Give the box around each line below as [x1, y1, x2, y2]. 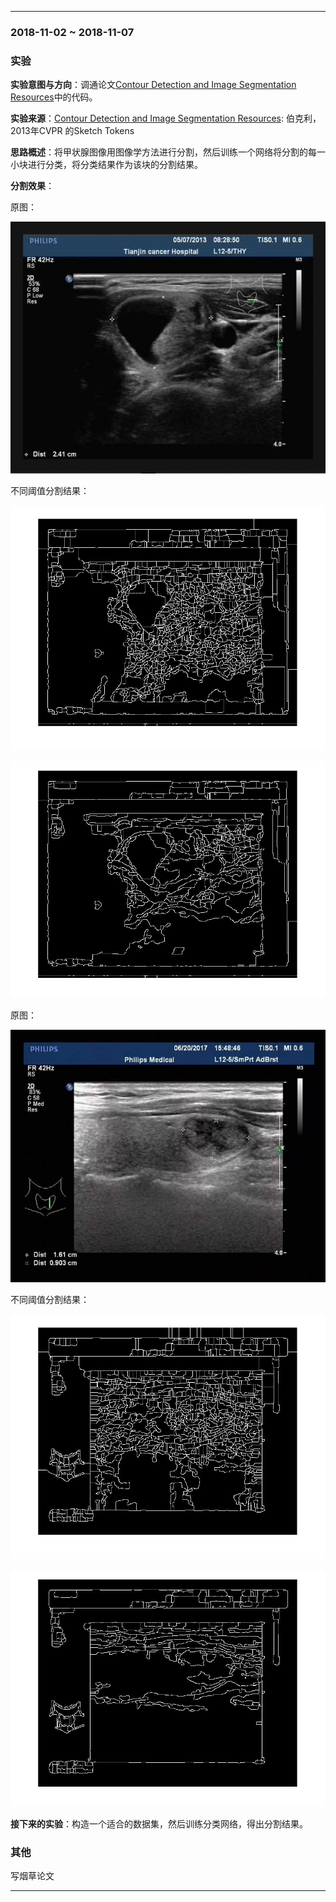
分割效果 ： [10, 180, 55, 192]
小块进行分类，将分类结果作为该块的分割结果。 [10, 159, 203, 171]
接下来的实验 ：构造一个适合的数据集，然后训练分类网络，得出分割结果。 [10, 1817, 308, 1830]
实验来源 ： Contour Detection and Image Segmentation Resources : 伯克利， [10, 112, 322, 125]
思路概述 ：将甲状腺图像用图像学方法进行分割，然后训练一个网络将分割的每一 [10, 146, 326, 158]
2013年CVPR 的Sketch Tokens [10, 125, 135, 137]
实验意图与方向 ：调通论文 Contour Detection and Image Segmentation [10, 79, 297, 91]
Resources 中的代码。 [10, 91, 98, 103]
